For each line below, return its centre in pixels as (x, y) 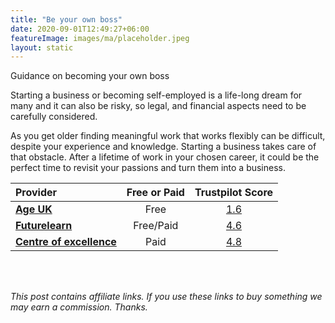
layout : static (42, 47)
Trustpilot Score (234, 193)
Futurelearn (44, 226)
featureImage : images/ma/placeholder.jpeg (100, 38)
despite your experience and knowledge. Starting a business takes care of (163, 147)
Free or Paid (155, 193)
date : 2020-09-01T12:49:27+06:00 (80, 29)
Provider (36, 193)
